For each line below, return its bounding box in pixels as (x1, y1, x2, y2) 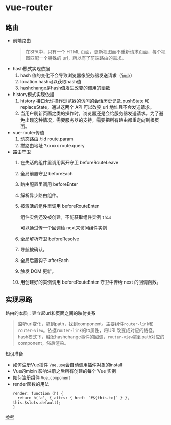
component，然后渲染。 (17, 340, 69, 346)
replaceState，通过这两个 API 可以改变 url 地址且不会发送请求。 (20, 104, 155, 110)
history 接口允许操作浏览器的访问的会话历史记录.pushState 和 (20, 98, 150, 104)
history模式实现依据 (12, 91, 55, 97)
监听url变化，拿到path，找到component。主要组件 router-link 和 (17, 321, 154, 327)
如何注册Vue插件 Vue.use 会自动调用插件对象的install (12, 362, 123, 368)
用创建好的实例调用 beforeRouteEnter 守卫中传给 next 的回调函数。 (20, 279, 161, 285)
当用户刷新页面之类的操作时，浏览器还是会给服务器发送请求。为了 (20, 110, 159, 116)
